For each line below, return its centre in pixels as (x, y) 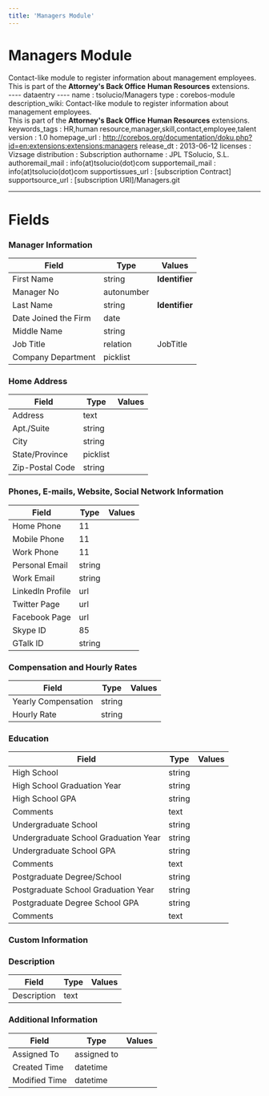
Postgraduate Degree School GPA (76, 903)
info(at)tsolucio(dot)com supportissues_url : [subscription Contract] (120, 171)
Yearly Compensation (53, 701)
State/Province (40, 455)
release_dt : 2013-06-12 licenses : (195, 146)
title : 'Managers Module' (51, 16)
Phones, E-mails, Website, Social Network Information (116, 491)
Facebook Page (42, 617)
